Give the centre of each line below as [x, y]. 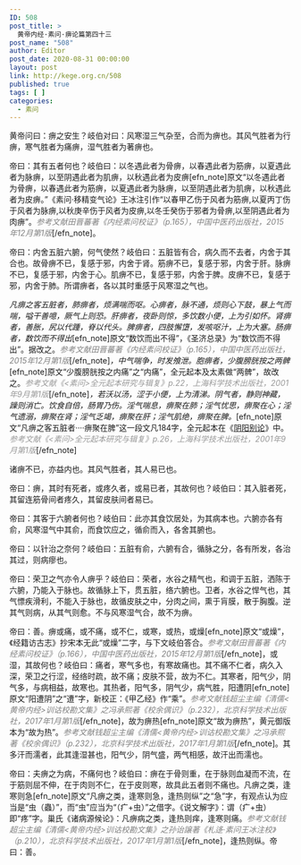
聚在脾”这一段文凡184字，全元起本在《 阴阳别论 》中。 [190, 428]
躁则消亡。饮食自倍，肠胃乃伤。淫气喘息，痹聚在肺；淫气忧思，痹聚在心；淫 [150, 406]
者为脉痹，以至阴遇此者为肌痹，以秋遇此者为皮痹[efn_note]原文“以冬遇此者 [147, 177]
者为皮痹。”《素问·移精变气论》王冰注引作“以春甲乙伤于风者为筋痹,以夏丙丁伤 [150, 200]
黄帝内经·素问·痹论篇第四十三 [65, 34]
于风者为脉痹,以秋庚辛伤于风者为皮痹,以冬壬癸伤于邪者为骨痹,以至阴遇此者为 [150, 210]
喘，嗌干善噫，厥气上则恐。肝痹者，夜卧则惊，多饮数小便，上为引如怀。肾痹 [150, 316]
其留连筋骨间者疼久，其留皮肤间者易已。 [84, 500]
